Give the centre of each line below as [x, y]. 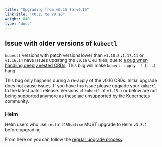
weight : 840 [17, 19]
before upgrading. [23, 130]
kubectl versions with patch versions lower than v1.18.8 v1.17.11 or [75, 55]
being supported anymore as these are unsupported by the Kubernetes [78, 96]
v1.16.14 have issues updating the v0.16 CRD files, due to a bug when [77, 60]
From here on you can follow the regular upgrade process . [64, 139]
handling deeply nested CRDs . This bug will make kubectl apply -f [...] [81, 66]
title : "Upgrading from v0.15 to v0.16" [47, 10]
